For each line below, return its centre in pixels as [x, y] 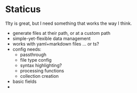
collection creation [39, 76]
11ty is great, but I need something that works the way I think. [68, 23]
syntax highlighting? [41, 65]
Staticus [23, 9]
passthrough [33, 55]
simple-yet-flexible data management [51, 38]
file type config [36, 60]
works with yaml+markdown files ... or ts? [56, 43]
